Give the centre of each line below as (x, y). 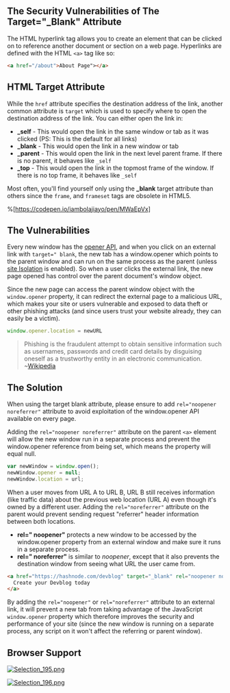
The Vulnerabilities (49, 230)
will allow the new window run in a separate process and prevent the (104, 439)
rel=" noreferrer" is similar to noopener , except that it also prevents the (118, 556)
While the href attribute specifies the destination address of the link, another (115, 104)
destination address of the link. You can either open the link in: (95, 118)
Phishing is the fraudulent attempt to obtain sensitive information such (123, 344)
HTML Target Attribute (56, 87)
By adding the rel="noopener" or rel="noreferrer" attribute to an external (111, 602)
